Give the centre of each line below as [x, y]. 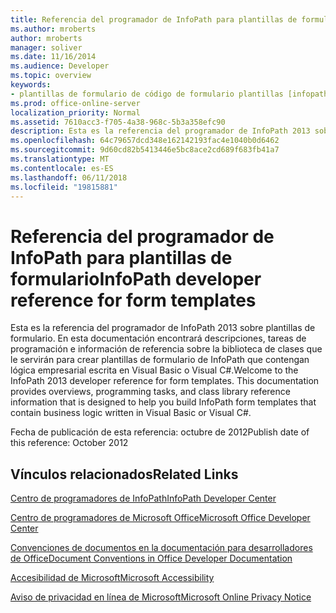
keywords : [31, 85]
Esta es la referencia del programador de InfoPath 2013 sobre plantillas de [163, 328]
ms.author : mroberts [53, 29]
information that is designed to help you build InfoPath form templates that [163, 402]
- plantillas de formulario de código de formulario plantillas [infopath [169, 94]
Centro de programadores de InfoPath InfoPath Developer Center [143, 498]
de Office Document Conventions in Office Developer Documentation [151, 558]
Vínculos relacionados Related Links [124, 474]
